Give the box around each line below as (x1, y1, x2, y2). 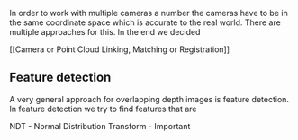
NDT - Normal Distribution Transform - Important (9, 120, 191, 131)
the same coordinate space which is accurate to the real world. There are (9, 17, 281, 28)
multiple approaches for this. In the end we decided (9, 27, 201, 37)
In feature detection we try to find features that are (9, 103, 197, 114)
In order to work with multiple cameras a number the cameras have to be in (9, 8, 288, 18)
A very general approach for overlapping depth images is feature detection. (9, 93, 290, 104)
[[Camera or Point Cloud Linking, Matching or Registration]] (9, 44, 230, 55)
